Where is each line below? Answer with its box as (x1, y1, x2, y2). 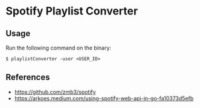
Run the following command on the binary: (5, 44, 111, 51)
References (5, 72, 50, 83)
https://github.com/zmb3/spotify (14, 88, 96, 95)
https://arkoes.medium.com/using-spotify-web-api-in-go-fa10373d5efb (14, 95, 194, 102)
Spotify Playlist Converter (5, 4, 138, 18)
